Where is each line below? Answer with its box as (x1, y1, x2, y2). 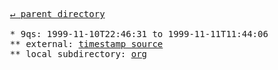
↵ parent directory (9, 9, 106, 19)
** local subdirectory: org (9, 49, 148, 59)
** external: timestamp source (9, 39, 164, 49)
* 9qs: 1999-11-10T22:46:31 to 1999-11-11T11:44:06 (9, 29, 269, 39)
